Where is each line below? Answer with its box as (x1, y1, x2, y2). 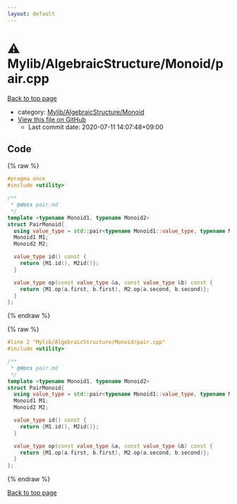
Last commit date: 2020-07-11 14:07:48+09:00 (28, 123, 164, 131)
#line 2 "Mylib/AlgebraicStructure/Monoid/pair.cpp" (7, 339, 166, 346)
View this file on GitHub (17, 115, 87, 123)
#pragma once (7, 176, 46, 183)
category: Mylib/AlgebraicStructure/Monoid (17, 107, 145, 116)
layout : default (7, 10, 55, 18)
